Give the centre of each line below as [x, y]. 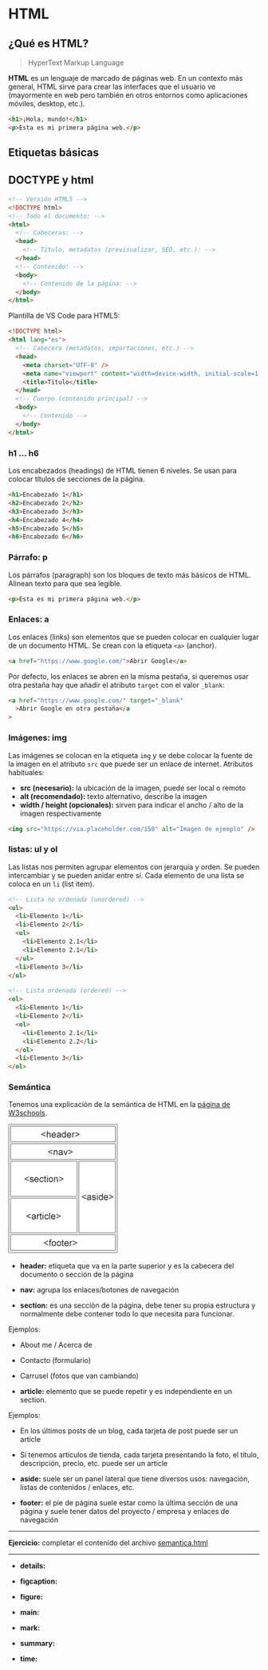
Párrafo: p [28, 557]
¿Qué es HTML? [49, 44]
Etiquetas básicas [54, 153]
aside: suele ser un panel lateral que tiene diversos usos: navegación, [134, 1479]
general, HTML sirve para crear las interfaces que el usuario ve [112, 86]
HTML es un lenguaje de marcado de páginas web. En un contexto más [126, 78]
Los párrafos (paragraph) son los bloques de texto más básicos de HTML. [130, 575]
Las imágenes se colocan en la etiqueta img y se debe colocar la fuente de [131, 755]
